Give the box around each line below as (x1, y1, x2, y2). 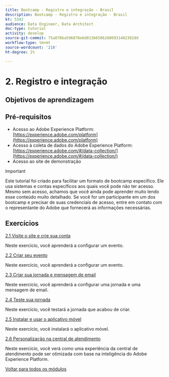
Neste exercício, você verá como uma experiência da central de (5, 345, 138, 351)
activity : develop (5, 31, 44, 36)
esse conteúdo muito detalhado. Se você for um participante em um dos (5, 194, 155, 200)
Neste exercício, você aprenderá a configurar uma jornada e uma (5, 281, 141, 287)
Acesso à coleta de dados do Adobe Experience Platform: (12, 142, 133, 148)
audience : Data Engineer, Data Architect (5, 21, 94, 27)
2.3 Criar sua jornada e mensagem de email (5, 272, 96, 278)
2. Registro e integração (5, 76, 107, 87)
